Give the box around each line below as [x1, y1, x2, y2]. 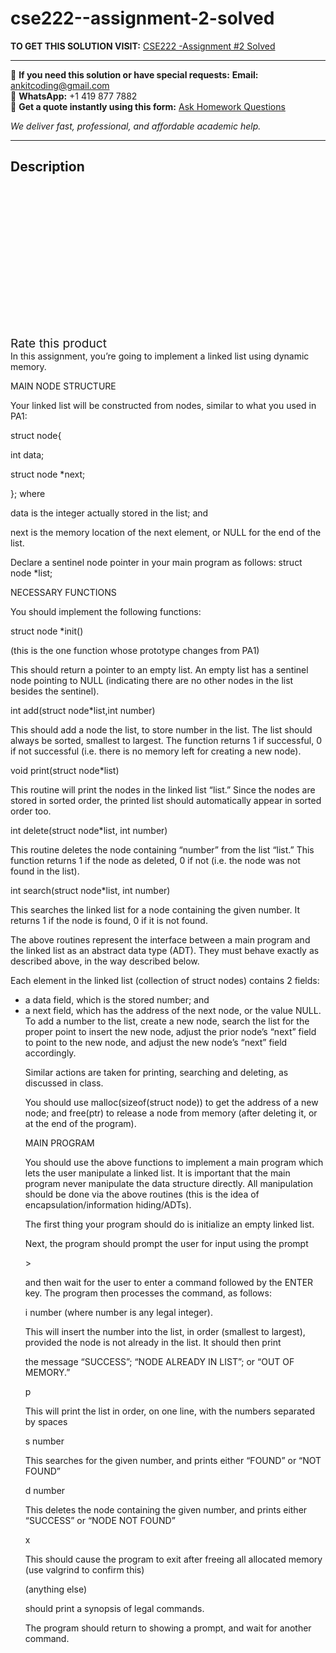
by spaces [24, 1415, 68, 1427]
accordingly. [24, 1047, 77, 1059]
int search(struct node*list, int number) [10, 884, 171, 896]
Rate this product [10, 335, 107, 351]
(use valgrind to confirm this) [24, 1563, 145, 1576]
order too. [10, 805, 52, 817]
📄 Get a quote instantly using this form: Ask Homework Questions [10, 100, 286, 112]
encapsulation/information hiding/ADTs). [24, 1198, 192, 1211]
